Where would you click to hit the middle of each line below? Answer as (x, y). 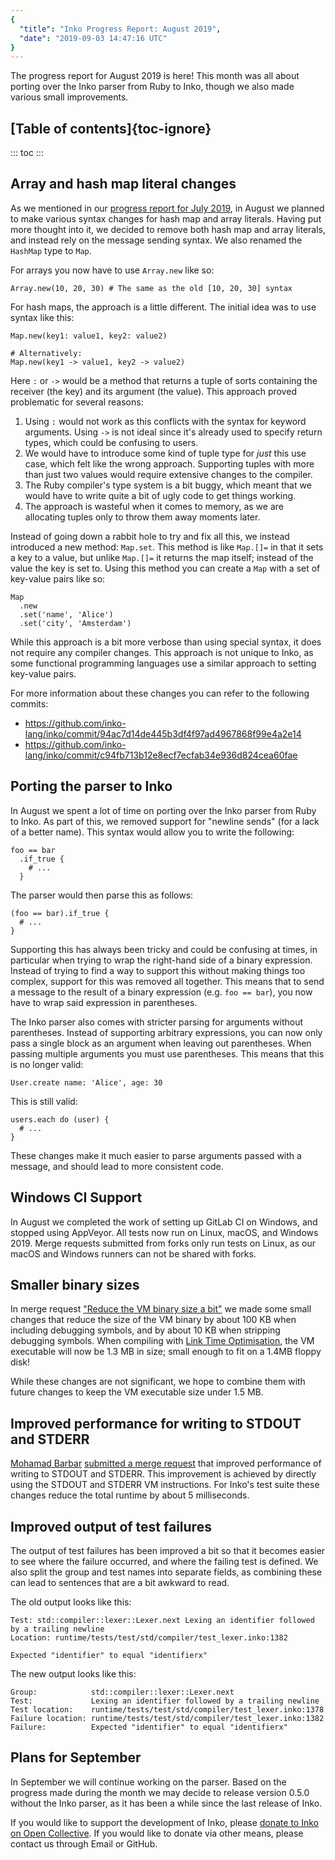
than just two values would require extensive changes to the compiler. (168, 474)
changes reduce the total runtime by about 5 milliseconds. (130, 1495)
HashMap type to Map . (51, 250)
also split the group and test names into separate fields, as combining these (166, 1572)
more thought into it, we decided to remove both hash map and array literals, (168, 229)
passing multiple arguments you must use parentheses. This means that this (167, 1053)
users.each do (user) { (60, 1119)
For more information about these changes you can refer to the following (160, 693)
